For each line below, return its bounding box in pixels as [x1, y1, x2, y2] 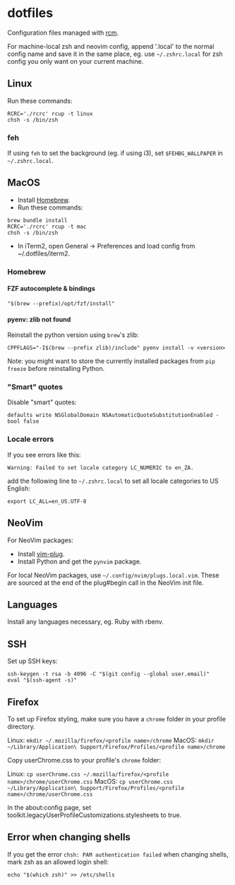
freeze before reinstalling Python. [7, 365, 105, 373]
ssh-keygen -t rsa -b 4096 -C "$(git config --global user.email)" [7, 670, 210, 678]
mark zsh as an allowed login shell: [7, 857, 109, 866]
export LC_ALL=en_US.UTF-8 [7, 498, 87, 505]
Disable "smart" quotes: [7, 398, 77, 406]
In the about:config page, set [7, 804, 92, 812]
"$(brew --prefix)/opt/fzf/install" [7, 299, 115, 307]
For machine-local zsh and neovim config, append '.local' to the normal [7, 42, 215, 50]
